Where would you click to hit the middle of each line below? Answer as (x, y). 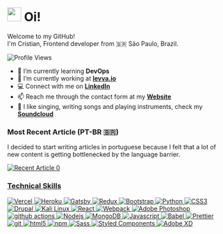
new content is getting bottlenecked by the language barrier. (94, 154)
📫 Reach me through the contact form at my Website (94, 97)
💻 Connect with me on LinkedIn (64, 86)
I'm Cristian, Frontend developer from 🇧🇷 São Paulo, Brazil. (93, 43)
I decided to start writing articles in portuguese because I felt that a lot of (112, 147)
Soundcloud (35, 114)
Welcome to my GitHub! (41, 36)
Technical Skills (34, 186)
